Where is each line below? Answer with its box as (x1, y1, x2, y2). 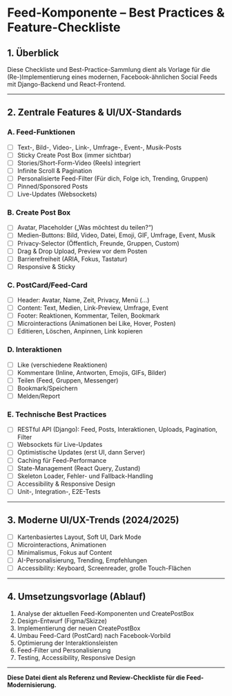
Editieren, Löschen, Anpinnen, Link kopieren (17, 327, 143, 336)
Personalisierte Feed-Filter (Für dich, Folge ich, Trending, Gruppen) (17, 174, 209, 183)
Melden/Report (17, 392, 61, 400)
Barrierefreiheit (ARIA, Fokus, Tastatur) (17, 255, 128, 263)
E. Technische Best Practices (7, 410, 107, 419)
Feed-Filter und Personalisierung (17, 645, 111, 654)
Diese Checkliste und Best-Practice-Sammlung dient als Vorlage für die (7, 66, 211, 73)
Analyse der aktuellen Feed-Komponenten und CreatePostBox (17, 609, 195, 617)
